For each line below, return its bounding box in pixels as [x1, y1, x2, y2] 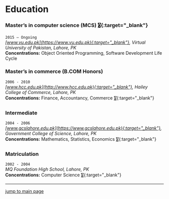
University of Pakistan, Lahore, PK [5, 45, 76, 51]
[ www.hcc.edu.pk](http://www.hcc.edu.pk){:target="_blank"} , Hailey [5, 84, 148, 90]
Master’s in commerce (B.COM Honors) [5, 68, 103, 75]
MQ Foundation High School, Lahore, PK [5, 166, 90, 172]
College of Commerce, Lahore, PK [5, 89, 76, 95]
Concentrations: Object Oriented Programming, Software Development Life [5, 50, 162, 56]
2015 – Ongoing [5, 35, 37, 40]
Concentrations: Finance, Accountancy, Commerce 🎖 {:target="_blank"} [5, 94, 154, 101]
